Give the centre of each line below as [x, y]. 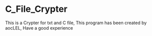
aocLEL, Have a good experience [39, 28]
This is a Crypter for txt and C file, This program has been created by [76, 23]
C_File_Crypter [36, 9]
